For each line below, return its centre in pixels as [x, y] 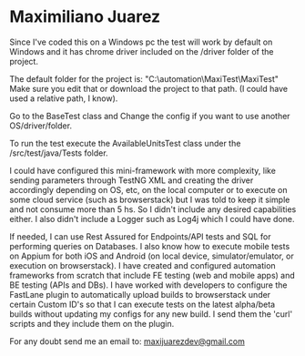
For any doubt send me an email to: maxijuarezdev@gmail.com [127, 341]
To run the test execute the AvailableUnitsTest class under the [125, 143]
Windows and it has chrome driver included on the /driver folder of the [142, 51]
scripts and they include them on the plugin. [92, 323]
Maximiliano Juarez [85, 17]
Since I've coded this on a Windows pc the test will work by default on [141, 42]
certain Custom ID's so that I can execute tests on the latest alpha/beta [142, 304]
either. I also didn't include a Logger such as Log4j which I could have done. [152, 219]
